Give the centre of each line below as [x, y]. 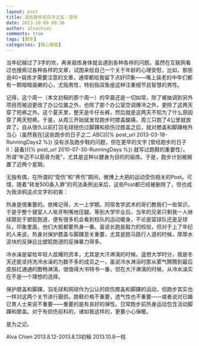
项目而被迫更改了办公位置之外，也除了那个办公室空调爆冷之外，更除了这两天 [99, 105]
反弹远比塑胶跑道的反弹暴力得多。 [63, 241]
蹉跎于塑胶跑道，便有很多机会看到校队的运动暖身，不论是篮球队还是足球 [99, 219]
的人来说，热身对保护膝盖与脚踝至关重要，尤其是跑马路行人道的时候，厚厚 [97, 234]
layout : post [22, 12]
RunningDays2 [24, 142]
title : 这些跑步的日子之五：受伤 [42, 17]
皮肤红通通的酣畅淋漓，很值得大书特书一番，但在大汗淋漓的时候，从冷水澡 [97, 269]
